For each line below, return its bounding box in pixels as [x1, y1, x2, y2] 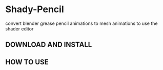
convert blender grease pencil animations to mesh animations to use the [5, 20, 158, 26]
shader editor [5, 25, 34, 31]
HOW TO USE [5, 57, 49, 66]
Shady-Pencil [5, 4, 64, 15]
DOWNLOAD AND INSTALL [5, 41, 92, 49]
